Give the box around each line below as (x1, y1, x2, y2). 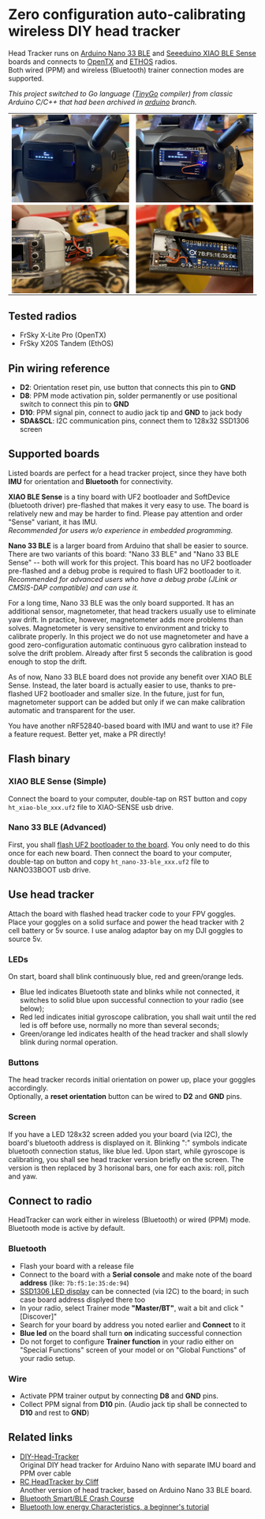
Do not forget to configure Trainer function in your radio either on (19, 1337, 234, 1346)
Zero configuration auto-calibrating (8, 6, 246, 24)
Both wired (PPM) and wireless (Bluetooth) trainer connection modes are (8, 65, 244, 74)
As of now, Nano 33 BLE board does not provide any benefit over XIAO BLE (8, 672, 252, 681)
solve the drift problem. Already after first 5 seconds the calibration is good (8, 648, 252, 658)
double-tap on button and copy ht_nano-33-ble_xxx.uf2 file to (8, 857, 210, 866)
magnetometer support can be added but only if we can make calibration (8, 697, 246, 707)
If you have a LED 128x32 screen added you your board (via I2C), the (8, 1129, 233, 1138)
